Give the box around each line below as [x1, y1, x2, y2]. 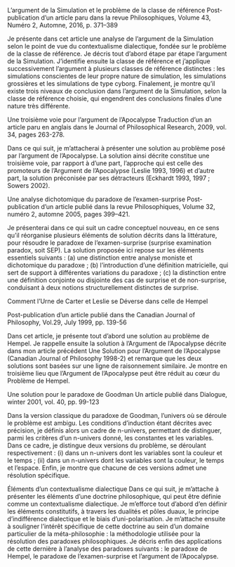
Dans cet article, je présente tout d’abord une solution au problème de [7, 332, 210, 340]
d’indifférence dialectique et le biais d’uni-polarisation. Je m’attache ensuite [7, 515, 226, 523]
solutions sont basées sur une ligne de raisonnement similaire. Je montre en [7, 362, 228, 370]
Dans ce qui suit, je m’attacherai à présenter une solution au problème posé [7, 144, 226, 152]
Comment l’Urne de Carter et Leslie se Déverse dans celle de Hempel [7, 297, 208, 305]
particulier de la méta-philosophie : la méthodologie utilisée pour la [7, 530, 201, 537]
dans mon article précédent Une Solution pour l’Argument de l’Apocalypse [7, 347, 221, 355]
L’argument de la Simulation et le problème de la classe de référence [7, 6, 206, 14]
